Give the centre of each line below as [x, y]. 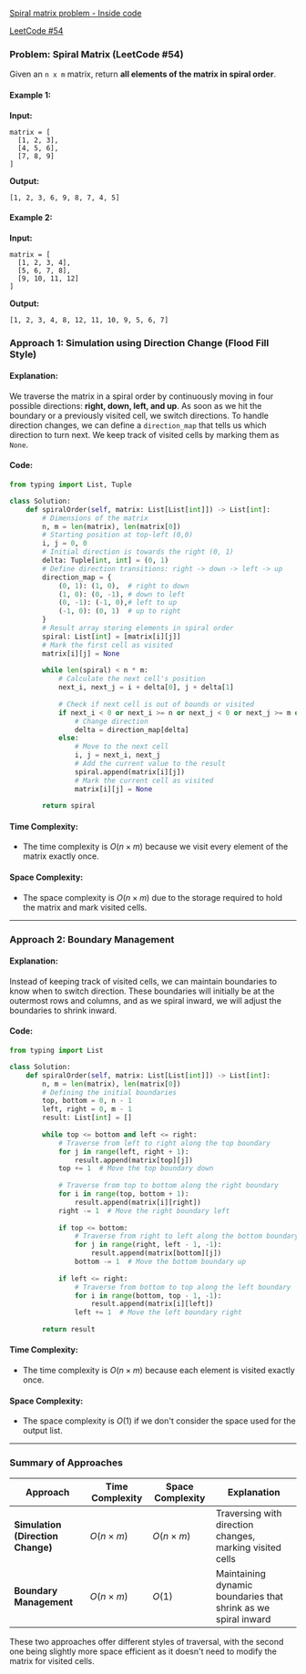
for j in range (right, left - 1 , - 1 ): [148, 1245]
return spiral [69, 806]
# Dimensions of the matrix [95, 518]
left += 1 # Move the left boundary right [158, 1312]
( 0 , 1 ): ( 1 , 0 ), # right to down [123, 586]
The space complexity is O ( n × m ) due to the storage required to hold [153, 897]
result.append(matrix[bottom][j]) [156, 1253]
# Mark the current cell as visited [144, 781]
